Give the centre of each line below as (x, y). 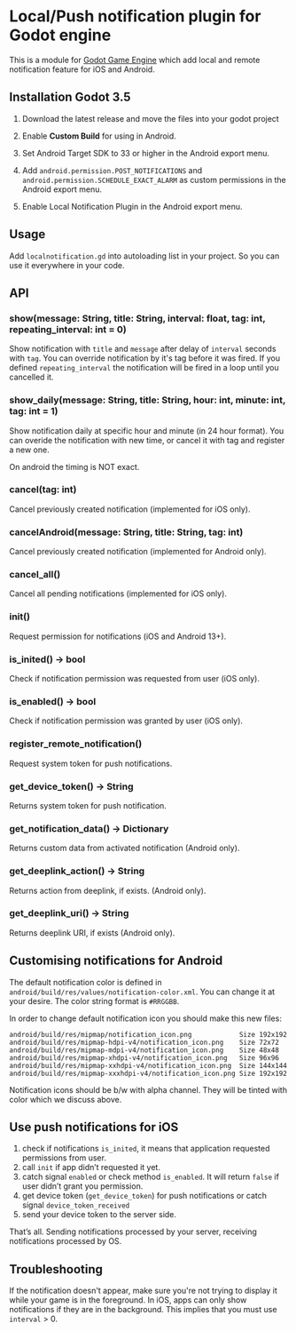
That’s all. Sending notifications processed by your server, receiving (133, 1231)
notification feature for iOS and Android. (82, 69)
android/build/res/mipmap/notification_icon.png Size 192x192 (148, 1034)
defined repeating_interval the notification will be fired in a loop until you (144, 368)
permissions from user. (64, 1158)
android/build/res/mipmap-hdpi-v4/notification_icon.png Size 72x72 (144, 1042)
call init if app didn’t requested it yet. (91, 1168)
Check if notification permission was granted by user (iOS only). (126, 721)
